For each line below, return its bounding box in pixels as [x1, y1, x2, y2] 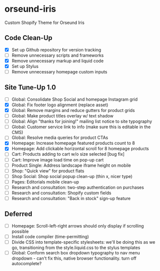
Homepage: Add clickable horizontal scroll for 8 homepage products [11, 146, 149, 152]
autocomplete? [11, 261, 42, 267]
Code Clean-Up [4, 34, 53, 42]
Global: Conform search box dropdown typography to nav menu [11, 250, 141, 255]
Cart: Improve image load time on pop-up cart [11, 157, 104, 162]
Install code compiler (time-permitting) [11, 233, 89, 239]
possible [11, 228, 29, 234]
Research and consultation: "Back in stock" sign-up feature [11, 195, 131, 201]
